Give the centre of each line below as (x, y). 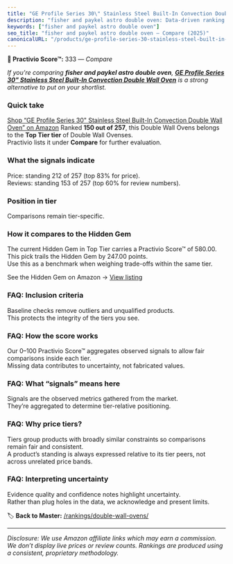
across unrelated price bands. (50, 461)
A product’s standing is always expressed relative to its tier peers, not (106, 454)
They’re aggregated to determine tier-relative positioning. (89, 406)
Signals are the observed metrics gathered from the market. (93, 399)
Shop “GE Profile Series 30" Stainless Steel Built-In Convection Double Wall (115, 120)
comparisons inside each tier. (49, 358)
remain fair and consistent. (45, 446)
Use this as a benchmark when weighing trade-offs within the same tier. (110, 264)
